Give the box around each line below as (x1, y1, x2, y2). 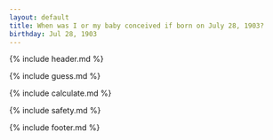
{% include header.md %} (9, 54, 104, 65)
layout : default (9, 12, 69, 22)
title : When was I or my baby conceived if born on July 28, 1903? (9, 21, 265, 30)
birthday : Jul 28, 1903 (9, 29, 98, 38)
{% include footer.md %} (9, 122, 100, 133)
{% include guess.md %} (9, 71, 100, 82)
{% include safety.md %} (9, 105, 101, 116)
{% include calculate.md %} (9, 88, 112, 98)
